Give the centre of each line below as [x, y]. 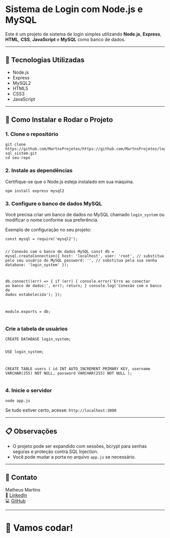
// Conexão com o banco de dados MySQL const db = [60, 251]
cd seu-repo [18, 158]
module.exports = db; [28, 311]
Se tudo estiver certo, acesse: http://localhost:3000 [61, 410]
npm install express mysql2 [35, 191]
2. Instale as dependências [39, 170]
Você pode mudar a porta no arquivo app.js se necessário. [74, 457]
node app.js [18, 400]
